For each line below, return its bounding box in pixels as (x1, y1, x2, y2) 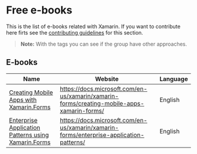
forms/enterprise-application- (59, 131, 145, 139)
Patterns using (9, 131, 49, 139)
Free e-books (6, 4, 73, 17)
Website (94, 74, 119, 83)
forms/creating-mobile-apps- (59, 99, 145, 107)
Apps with (9, 95, 37, 104)
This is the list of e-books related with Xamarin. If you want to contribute (6, 23, 181, 30)
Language (159, 74, 188, 83)
